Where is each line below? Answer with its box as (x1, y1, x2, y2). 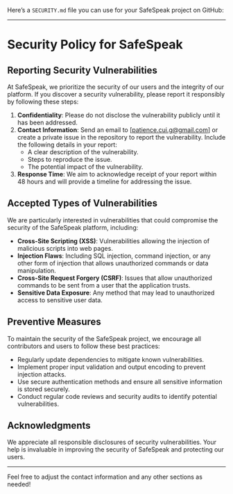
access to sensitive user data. (17, 295, 103, 304)
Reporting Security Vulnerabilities (7, 64, 158, 76)
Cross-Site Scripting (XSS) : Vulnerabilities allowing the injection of (17, 236, 210, 245)
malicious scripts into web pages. (17, 244, 113, 252)
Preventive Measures (7, 316, 102, 328)
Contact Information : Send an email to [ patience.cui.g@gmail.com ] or (17, 126, 218, 134)
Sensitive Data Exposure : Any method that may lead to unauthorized (17, 288, 215, 297)
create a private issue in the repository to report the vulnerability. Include (17, 133, 226, 141)
